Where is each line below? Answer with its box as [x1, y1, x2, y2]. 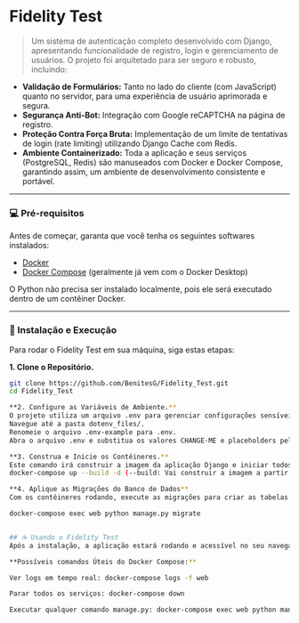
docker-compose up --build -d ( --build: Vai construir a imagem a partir [9, 469, 289, 478]
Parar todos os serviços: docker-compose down [9, 589, 185, 598]
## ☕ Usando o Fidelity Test [9, 532, 119, 542]
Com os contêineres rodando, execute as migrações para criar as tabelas [9, 493, 289, 502]
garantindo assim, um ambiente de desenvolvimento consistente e [21, 166, 266, 177]
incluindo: [30, 64, 68, 75]
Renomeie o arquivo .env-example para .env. [9, 427, 177, 437]
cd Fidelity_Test [9, 387, 74, 396]
